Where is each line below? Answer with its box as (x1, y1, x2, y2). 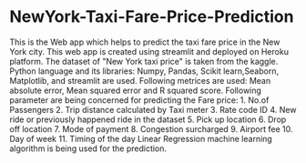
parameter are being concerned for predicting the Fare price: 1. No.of (9, 94, 270, 106)
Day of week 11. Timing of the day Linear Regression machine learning (9, 133, 273, 144)
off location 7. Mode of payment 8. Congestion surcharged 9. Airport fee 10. (9, 123, 293, 134)
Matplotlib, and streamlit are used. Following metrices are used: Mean (9, 75, 271, 86)
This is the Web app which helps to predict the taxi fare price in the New (9, 36, 280, 47)
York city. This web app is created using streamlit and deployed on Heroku (9, 46, 290, 56)
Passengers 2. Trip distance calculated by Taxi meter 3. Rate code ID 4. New (9, 104, 297, 115)
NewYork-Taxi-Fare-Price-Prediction (9, 6, 294, 27)
